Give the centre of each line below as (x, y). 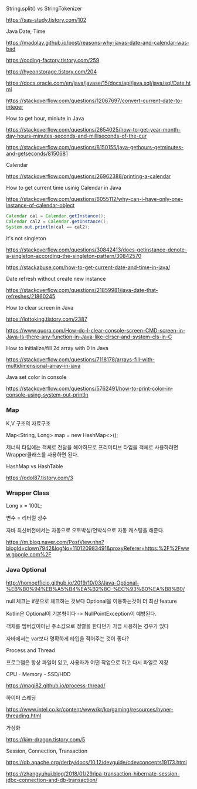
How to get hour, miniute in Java (45, 118)
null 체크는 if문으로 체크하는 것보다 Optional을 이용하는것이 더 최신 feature (91, 601)
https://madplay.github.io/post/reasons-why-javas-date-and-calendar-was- (98, 43)
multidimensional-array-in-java (43, 365)
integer (15, 107)
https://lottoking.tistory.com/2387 (47, 319)
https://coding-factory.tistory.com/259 (53, 60)
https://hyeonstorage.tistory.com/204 (52, 72)
